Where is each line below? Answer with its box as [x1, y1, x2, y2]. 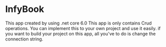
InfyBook [5, 3, 45, 15]
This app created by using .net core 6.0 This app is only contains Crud [5, 20, 152, 26]
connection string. [5, 36, 44, 42]
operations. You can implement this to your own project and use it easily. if [5, 25, 161, 31]
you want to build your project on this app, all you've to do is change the [5, 30, 156, 36]
